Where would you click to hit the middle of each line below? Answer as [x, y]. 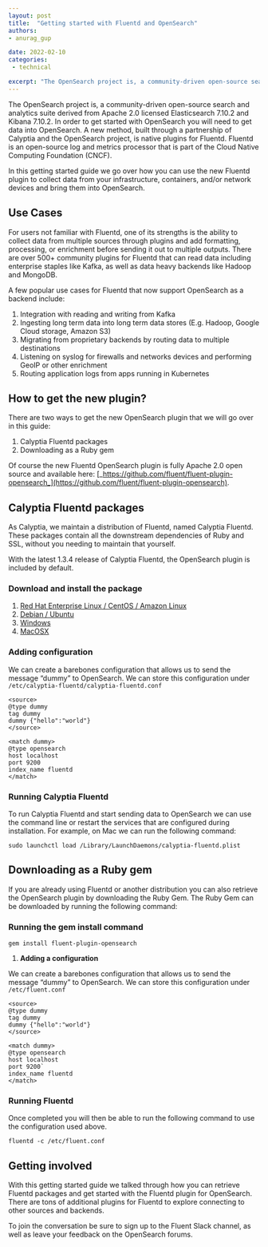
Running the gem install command [76, 927]
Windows [35, 623]
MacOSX [34, 631]
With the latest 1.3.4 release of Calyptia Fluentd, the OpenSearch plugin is [129, 559]
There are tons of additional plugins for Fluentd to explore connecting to [126, 1202]
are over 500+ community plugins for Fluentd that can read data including [130, 257]
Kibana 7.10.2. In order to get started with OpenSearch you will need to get [130, 121]
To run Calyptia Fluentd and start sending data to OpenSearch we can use [130, 814]
